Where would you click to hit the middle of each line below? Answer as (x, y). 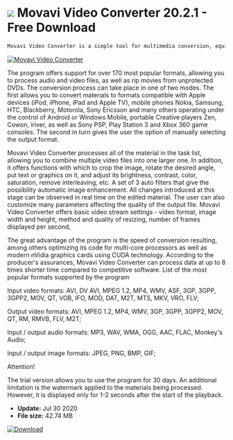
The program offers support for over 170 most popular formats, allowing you (116, 73)
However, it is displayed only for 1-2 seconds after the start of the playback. (115, 395)
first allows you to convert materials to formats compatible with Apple (106, 95)
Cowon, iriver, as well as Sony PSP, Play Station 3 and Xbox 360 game (107, 124)
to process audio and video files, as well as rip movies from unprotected (110, 80)
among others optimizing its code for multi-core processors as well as (107, 247)
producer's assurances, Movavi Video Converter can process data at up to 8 (116, 262)
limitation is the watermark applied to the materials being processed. (105, 387)
